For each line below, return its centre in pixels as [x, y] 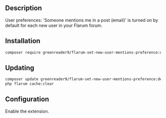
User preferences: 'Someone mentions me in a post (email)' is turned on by [82, 20]
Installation [23, 41]
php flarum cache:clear [30, 84]
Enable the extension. [27, 111]
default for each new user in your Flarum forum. [54, 25]
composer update [22, 79]
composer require [23, 52]
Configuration [27, 99]
